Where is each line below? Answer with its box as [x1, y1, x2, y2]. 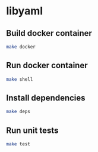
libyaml [6, 4, 43, 18]
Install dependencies [6, 93, 86, 103]
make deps [6, 109, 31, 115]
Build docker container [6, 28, 92, 38]
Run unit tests [6, 125, 59, 135]
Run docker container [6, 60, 88, 71]
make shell [6, 76, 33, 82]
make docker [6, 44, 36, 50]
